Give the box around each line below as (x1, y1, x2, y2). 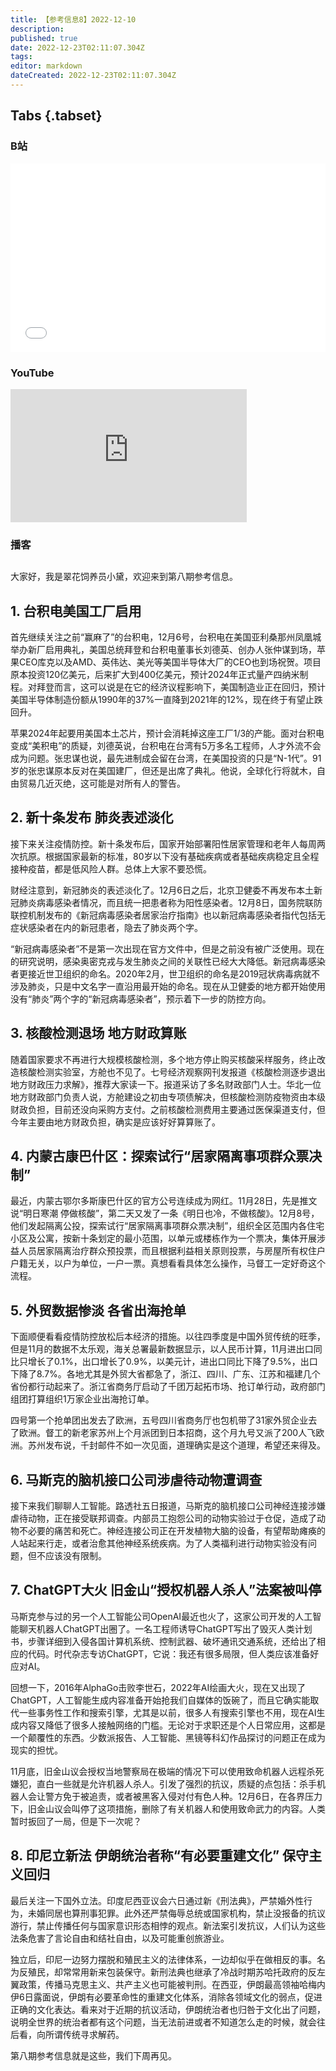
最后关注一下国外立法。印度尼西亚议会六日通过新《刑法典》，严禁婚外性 (10, 1894, 304, 1906)
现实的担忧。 (10, 1744, 63, 1756)
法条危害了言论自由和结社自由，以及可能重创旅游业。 (10, 1932, 230, 1944)
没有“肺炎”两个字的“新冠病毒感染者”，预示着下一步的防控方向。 (10, 992, 272, 1005)
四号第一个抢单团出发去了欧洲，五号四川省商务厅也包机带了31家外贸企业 (10, 1414, 309, 1426)
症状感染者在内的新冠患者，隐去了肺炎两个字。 (10, 921, 203, 933)
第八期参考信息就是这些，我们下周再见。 (10, 2049, 177, 2061)
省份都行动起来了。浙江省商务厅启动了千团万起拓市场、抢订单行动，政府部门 (10, 1381, 326, 1393)
